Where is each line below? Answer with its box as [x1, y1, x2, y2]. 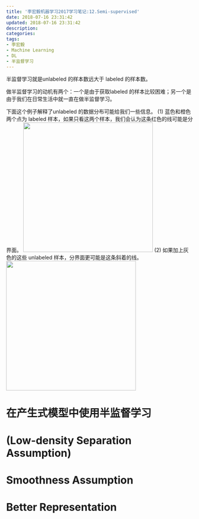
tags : [6, 36, 20, 42]
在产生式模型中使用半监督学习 [6, 406, 152, 419]
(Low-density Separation [6, 434, 132, 447]
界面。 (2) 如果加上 [6, 246, 184, 254]
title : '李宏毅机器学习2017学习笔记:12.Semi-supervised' [6, 8, 140, 15]
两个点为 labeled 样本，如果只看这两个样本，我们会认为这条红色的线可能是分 [6, 115, 193, 122]
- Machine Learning [6, 47, 54, 53]
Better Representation [6, 501, 117, 514]
